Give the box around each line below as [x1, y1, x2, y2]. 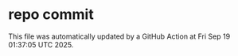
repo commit [8, 6, 94, 24]
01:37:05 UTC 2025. [8, 39, 74, 49]
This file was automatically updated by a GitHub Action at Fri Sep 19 [8, 32, 231, 41]
